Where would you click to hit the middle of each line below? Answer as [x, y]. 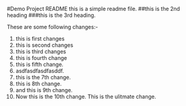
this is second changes [44, 45]
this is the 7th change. [43, 77]
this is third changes [41, 51]
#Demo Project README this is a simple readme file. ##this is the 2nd [94, 9]
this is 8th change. [39, 84]
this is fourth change [41, 58]
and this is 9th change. [44, 90]
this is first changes [40, 38]
